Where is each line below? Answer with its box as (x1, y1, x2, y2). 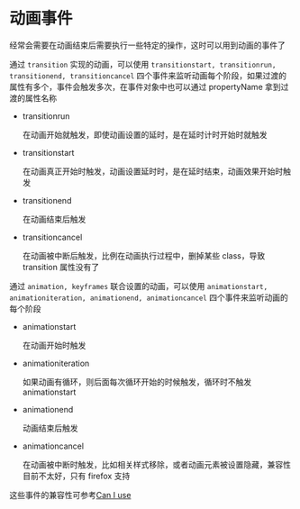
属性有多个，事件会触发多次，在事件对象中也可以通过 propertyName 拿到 (9, 81, 281, 92)
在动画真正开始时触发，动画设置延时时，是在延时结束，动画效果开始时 (22, 166, 284, 177)
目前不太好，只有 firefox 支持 (22, 470, 131, 481)
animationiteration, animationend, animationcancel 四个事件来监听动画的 (9, 292, 288, 303)
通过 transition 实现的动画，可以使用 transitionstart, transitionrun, (9, 59, 277, 69)
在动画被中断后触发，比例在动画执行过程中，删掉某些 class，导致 (22, 250, 266, 261)
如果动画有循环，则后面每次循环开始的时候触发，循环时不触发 (22, 376, 252, 387)
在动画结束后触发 (22, 214, 86, 224)
